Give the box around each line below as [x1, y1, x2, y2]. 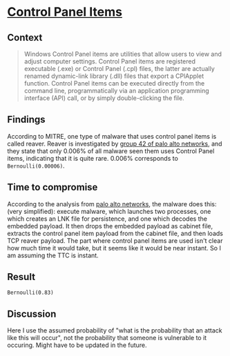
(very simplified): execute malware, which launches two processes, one [7, 207, 211, 215]
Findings [7, 114, 46, 126]
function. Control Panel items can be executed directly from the [23, 79, 205, 87]
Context [7, 32, 43, 43]
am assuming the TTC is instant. [7, 251, 99, 259]
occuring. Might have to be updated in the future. [7, 341, 147, 349]
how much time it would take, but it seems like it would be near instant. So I [7, 244, 221, 252]
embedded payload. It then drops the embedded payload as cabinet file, [7, 221, 213, 230]
